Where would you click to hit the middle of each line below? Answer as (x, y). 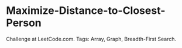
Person (24, 23)
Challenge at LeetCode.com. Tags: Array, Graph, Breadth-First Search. (91, 39)
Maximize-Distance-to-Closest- (86, 11)
